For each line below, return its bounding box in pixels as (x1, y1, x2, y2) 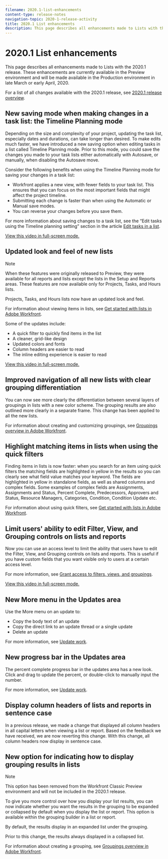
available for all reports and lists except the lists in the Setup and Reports (5, 275, 155, 281)
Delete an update (12, 629, 48, 635)
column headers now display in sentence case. (5, 738, 102, 744)
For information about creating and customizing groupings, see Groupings (5, 422, 158, 428)
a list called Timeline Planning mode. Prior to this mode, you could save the (5, 146, 160, 152)
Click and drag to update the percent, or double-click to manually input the (5, 672, 159, 678)
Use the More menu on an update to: (5, 608, 81, 615)
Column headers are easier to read (12, 346, 84, 352)
